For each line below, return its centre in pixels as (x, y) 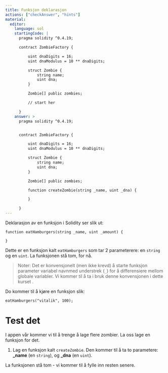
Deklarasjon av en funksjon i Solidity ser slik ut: (54, 223)
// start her (41, 103)
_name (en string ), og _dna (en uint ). (52, 355)
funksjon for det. (23, 340)
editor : (18, 24)
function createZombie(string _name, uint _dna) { (82, 190)
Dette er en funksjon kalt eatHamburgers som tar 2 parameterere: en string (83, 250)
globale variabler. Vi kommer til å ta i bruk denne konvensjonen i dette (90, 276)
